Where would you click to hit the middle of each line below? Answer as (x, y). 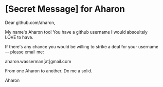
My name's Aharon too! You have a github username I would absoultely (76, 32)
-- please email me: (25, 52)
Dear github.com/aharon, (30, 22)
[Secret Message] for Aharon (65, 9)
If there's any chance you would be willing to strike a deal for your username (82, 46)
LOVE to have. (19, 37)
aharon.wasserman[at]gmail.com (38, 61)
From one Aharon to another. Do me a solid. (49, 71)
